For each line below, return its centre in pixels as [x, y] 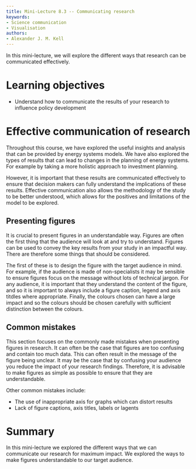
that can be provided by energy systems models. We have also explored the [97, 154]
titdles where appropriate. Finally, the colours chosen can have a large [91, 296]
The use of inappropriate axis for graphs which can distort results [93, 402]
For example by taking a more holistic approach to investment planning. [92, 166]
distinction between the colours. [45, 309]
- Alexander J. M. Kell [35, 39]
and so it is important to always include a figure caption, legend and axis [93, 290]
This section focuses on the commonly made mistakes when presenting [93, 341]
